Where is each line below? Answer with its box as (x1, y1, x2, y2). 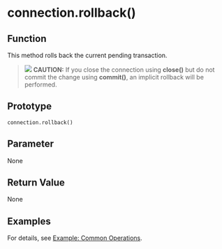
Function (7, 33, 47, 45)
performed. (24, 80, 57, 89)
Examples (7, 215, 51, 227)
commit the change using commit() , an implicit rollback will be (24, 73, 205, 81)
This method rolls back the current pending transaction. (7, 51, 168, 59)
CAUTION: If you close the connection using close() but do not (33, 66, 215, 74)
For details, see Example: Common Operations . (7, 234, 143, 242)
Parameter (7, 138, 54, 150)
